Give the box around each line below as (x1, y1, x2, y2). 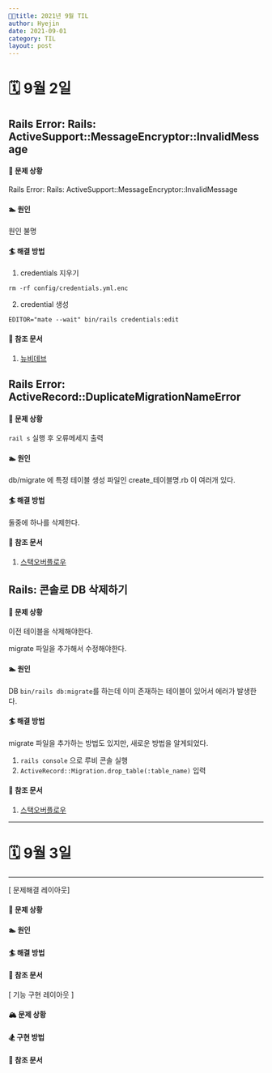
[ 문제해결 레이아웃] (8, 884, 70, 895)
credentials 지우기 (19, 268, 79, 278)
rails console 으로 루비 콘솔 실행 (19, 755, 128, 765)
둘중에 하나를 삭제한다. (8, 517, 80, 527)
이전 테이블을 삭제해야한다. (8, 627, 93, 637)
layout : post (8, 42, 53, 50)
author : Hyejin (8, 19, 60, 28)
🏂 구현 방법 (8, 1033, 45, 1042)
